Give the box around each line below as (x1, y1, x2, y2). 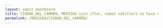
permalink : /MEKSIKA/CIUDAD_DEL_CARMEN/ (5, 16, 88, 20)
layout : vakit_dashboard (5, 7, 55, 12)
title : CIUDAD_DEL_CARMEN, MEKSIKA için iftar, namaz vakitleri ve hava (5, 11, 155, 16)
